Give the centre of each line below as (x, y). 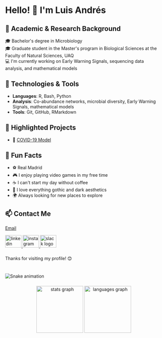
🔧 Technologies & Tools (42, 84)
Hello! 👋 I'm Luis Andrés (56, 10)
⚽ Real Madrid (27, 168)
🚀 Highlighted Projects (41, 128)
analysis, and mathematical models (41, 68)
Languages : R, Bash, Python (42, 96)
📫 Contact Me (28, 213)
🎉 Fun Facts (24, 156)
